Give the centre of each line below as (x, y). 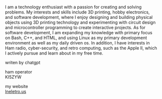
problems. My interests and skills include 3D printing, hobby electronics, (77, 12)
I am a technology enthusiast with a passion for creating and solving (73, 7)
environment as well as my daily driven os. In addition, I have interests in (77, 43)
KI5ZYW (13, 77)
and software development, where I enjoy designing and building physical (79, 17)
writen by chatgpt (23, 63)
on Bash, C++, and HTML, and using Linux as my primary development (76, 38)
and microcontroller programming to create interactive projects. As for (75, 28)
